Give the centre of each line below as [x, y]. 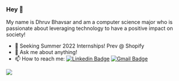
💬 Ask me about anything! [46, 52]
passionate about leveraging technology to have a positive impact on [90, 28]
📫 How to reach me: [40, 59]
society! [16, 35]
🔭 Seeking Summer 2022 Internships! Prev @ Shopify [79, 46]
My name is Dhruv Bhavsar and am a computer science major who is [89, 22]
